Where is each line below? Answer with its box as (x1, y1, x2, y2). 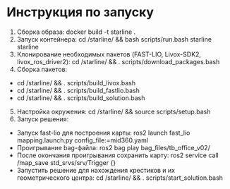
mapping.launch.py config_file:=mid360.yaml (16, 135, 149, 145)
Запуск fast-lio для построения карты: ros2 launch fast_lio (16, 128, 190, 137)
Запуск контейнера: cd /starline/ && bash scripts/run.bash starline (16, 35, 212, 43)
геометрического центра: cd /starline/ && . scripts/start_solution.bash (16, 173, 224, 182)
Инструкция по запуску (6, 4, 155, 20)
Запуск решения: (16, 114, 69, 123)
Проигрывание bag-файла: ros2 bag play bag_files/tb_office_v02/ (16, 143, 211, 152)
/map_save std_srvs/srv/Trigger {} (16, 158, 116, 166)
